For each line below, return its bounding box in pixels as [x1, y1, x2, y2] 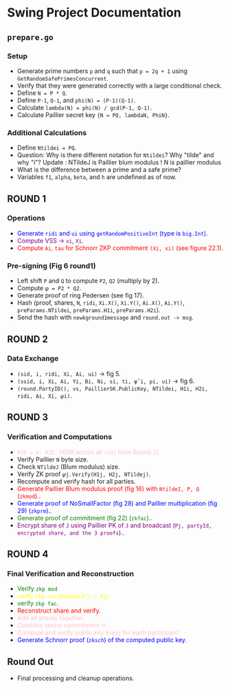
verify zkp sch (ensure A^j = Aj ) [16, 592, 108, 600]
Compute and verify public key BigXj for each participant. [16, 628, 181, 637]
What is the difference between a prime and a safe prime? [16, 165, 182, 174]
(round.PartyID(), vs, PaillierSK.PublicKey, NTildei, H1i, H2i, [16, 385, 208, 392]
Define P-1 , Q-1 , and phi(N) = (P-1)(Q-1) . [16, 96, 136, 104]
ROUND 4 [7, 548, 49, 559]
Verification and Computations [7, 432, 112, 442]
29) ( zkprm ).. [16, 506, 53, 515]
